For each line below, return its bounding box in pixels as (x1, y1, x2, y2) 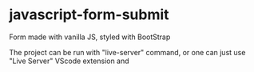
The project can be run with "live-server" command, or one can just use (9, 47, 246, 57)
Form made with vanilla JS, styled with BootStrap (9, 32, 171, 42)
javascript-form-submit (9, 6, 170, 24)
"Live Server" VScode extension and (9, 56, 130, 66)
